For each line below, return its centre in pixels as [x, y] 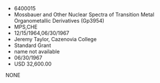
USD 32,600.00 [33, 64]
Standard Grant [32, 45]
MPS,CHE [25, 27]
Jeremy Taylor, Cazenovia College [55, 39]
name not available [37, 51]
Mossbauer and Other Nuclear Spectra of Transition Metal [84, 15]
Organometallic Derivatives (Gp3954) [59, 21]
